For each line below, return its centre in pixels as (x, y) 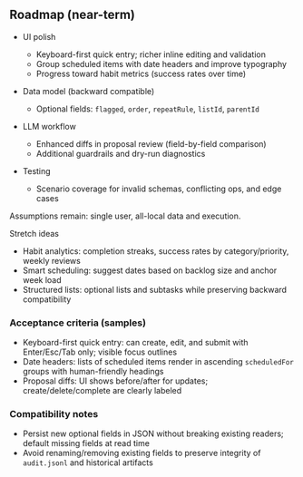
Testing (37, 170)
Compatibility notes (54, 414)
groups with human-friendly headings (93, 372)
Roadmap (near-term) (73, 15)
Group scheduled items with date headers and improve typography (161, 63)
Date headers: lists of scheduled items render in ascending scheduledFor (158, 362)
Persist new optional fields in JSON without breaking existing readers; (153, 433)
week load (42, 279)
